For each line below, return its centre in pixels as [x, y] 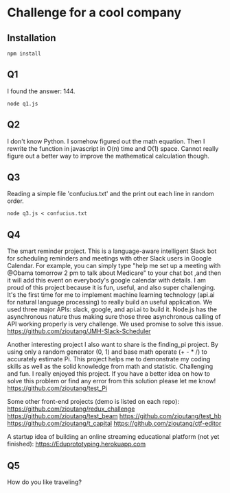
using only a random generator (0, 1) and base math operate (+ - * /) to [107, 352]
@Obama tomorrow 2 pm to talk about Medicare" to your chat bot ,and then [114, 273]
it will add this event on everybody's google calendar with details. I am [106, 280]
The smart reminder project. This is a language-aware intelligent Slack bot [112, 251]
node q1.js [23, 104]
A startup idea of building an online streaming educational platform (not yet [113, 437]
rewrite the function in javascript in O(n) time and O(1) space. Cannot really [113, 148]
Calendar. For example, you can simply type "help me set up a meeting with [114, 266]
